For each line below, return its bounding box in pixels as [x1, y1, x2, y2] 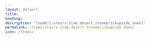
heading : [5, 16, 23, 21]
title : [5, 12, 19, 16]
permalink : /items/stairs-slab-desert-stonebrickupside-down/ [5, 25, 135, 30]
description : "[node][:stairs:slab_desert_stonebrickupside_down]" [5, 20, 146, 26]
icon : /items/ [5, 29, 34, 34]
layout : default [5, 7, 38, 12]
